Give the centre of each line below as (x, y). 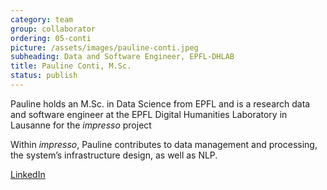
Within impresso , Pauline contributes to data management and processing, (164, 144)
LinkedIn (28, 174)
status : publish (44, 76)
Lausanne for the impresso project (81, 125)
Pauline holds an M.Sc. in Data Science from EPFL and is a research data (160, 103)
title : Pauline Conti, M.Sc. (71, 66)
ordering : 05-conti (51, 38)
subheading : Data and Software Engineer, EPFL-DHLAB (122, 57)
